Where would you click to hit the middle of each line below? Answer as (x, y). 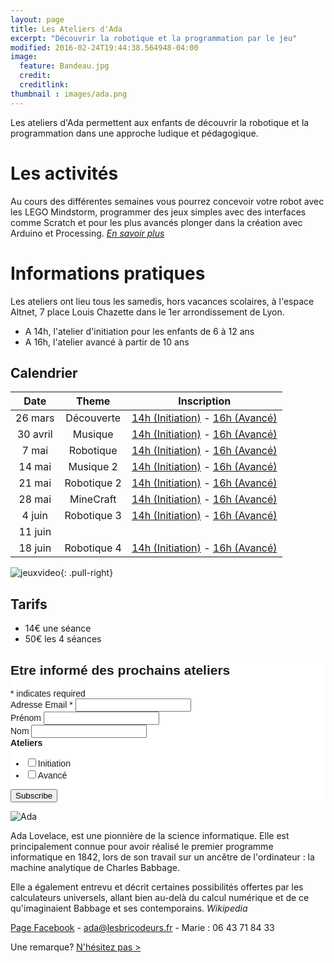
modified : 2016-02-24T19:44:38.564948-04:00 (104, 47)
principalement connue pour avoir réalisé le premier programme (142, 846)
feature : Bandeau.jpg (64, 66)
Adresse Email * (41, 704)
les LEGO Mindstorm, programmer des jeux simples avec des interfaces (158, 212)
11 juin (35, 532)
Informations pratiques (108, 273)
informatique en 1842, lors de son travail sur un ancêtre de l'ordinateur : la (162, 857)
